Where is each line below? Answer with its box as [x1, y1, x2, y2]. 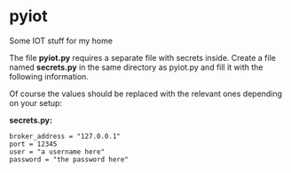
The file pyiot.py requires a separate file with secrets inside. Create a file [9, 52, 277, 63]
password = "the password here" [9, 154, 129, 164]
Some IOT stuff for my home [9, 35, 114, 46]
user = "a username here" [9, 147, 105, 156]
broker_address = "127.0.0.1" [9, 132, 122, 140]
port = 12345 [9, 139, 58, 148]
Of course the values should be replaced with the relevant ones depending [9, 88, 282, 99]
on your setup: [9, 97, 63, 108]
